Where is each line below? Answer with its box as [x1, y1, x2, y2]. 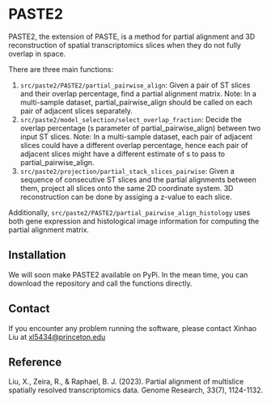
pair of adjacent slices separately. [19, 106, 133, 116]
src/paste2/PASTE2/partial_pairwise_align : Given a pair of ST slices [19, 80, 251, 90]
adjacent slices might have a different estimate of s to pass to [19, 149, 226, 159]
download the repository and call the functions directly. [8, 278, 193, 288]
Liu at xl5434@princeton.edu [8, 332, 106, 341]
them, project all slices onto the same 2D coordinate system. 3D [19, 183, 234, 193]
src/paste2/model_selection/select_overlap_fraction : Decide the [19, 114, 243, 124]
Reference [8, 355, 62, 369]
